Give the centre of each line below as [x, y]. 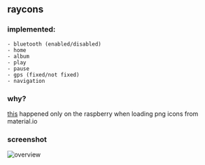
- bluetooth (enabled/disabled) [54, 44]
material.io [22, 121]
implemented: [31, 29]
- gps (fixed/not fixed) [43, 74]
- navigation [26, 81]
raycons [26, 9]
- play [17, 62]
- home [17, 50]
